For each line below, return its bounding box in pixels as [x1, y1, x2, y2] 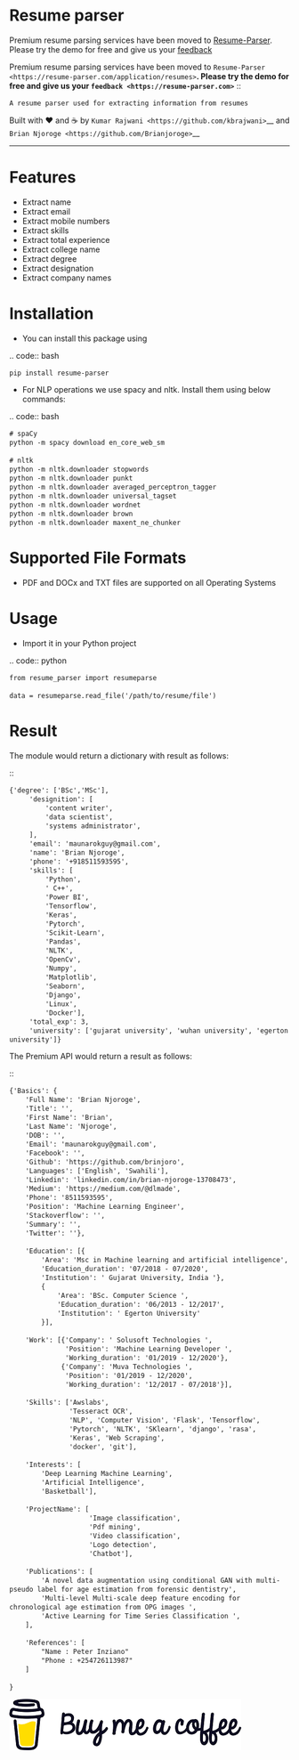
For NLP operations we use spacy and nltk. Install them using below [21, 384, 271, 394]
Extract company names [21, 272, 112, 283]
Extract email [21, 206, 71, 216]
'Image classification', [88, 1513, 181, 1522]
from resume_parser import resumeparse [9, 673, 158, 682]
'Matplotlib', [44, 972, 98, 982]
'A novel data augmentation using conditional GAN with [41, 1576, 253, 1585]
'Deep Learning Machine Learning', [41, 1469, 174, 1478]
